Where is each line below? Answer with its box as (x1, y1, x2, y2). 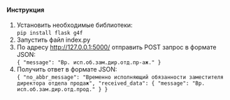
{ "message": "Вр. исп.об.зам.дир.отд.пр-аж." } (16, 59, 161, 66)
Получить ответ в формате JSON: (16, 65, 117, 74)
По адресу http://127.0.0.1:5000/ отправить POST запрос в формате (16, 43, 217, 51)
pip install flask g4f (16, 30, 83, 37)
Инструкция (6, 6, 45, 14)
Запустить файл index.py (16, 35, 91, 44)
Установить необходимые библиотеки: (16, 21, 134, 29)
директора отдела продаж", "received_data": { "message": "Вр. (16, 80, 206, 87)
